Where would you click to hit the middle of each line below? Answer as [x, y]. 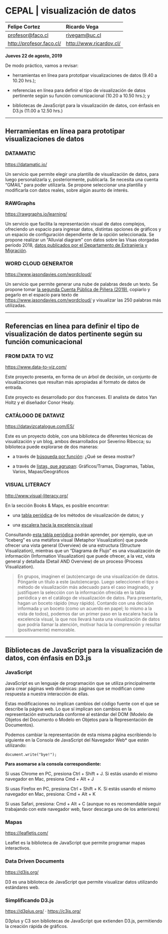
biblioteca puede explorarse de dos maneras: [52, 447]
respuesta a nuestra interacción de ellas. [47, 694]
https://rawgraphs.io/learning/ [36, 214]
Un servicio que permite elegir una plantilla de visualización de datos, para [82, 174]
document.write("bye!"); [31, 755]
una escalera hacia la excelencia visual [52, 525]
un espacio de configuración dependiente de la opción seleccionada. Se [80, 234]
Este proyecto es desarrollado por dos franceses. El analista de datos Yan [81, 397]
